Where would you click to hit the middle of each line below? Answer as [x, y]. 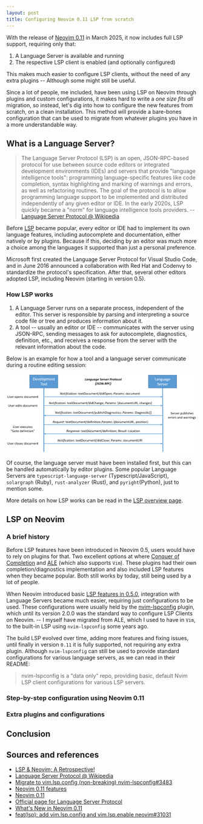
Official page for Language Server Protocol [68, 802]
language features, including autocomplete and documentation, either [93, 235]
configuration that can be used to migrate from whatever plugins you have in [102, 118]
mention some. [25, 488]
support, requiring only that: [41, 44]
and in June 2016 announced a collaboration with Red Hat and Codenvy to [99, 266]
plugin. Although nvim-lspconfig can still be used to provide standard [93, 651]
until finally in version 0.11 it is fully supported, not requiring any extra [93, 644]
